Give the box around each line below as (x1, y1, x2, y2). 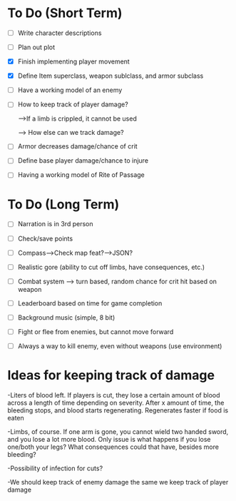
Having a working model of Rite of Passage (17, 171, 145, 179)
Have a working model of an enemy (17, 86, 123, 94)
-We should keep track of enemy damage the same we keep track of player (7, 477, 229, 486)
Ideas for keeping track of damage (7, 368, 215, 383)
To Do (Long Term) (7, 196, 120, 212)
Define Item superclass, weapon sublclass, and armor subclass (17, 71, 204, 80)
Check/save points (17, 234, 73, 243)
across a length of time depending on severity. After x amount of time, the (7, 398, 225, 407)
